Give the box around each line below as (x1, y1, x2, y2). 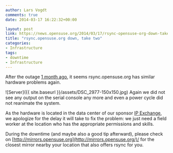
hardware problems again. (5, 79, 61, 85)
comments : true (5, 12, 38, 17)
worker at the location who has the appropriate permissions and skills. (5, 121, 154, 127)
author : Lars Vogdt (5, 7, 47, 13)
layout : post (5, 26, 33, 31)
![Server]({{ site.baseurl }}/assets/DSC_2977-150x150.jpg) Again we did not (5, 89, 166, 95)
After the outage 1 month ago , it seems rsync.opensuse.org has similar (5, 74, 155, 80)
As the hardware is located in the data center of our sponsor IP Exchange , (5, 110, 162, 116)
